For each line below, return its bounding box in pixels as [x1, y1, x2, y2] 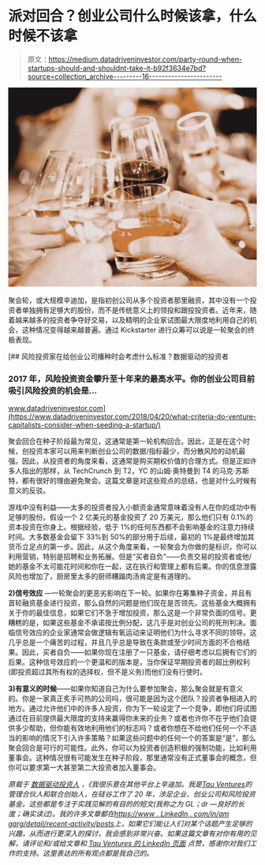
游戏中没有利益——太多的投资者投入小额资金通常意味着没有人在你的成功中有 [8, 502, 257, 513]
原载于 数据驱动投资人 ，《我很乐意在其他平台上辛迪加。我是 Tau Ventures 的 [8, 780, 252, 789]
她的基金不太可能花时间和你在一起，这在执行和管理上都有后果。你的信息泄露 [8, 561, 257, 572]
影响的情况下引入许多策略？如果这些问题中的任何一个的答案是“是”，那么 [21, 733, 256, 743]
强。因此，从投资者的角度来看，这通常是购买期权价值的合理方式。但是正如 [8, 457, 250, 466]
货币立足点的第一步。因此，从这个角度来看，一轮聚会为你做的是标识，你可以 [8, 542, 257, 552]
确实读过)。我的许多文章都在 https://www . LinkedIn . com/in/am [21, 809, 230, 818]
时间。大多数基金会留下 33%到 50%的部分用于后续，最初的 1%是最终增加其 [8, 532, 255, 542]
